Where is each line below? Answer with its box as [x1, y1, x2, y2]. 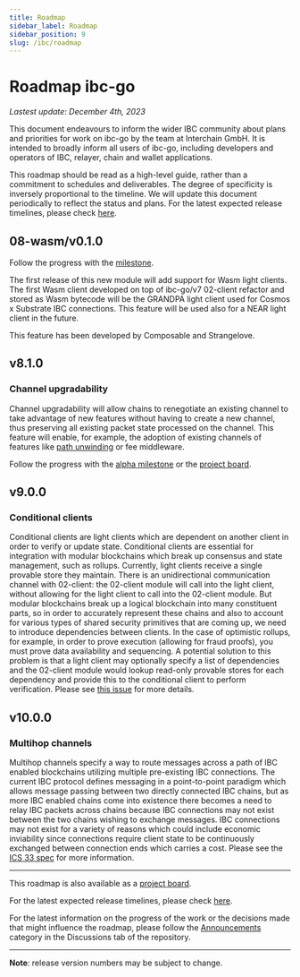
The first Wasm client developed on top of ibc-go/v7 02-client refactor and [9, 284, 285, 295]
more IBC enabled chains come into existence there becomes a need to [9, 795, 272, 806]
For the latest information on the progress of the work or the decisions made [9, 913, 290, 923]
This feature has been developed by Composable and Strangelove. [9, 330, 255, 340]
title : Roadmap [9, 13, 66, 22]
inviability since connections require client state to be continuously [9, 834, 254, 844]
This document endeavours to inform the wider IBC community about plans [9, 124, 287, 134]
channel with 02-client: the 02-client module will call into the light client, [9, 579, 275, 590]
